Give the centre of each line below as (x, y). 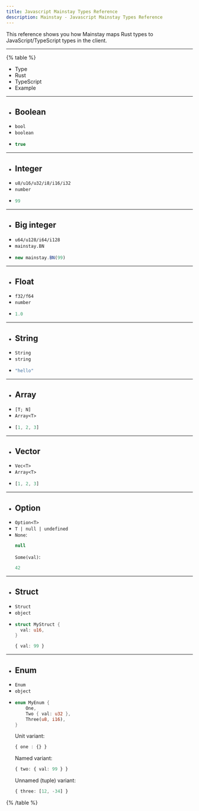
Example (25, 88)
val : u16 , (32, 630)
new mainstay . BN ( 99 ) (40, 258)
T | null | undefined (41, 529)
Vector (27, 451)
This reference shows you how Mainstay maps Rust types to (80, 34)
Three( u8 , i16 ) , (46, 719)
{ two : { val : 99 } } (41, 769)
